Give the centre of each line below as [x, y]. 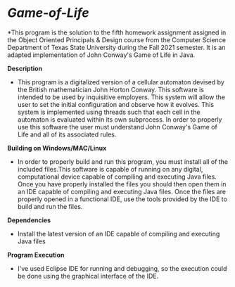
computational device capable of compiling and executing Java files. [117, 177]
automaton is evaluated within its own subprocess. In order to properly [120, 119]
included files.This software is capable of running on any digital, [110, 169]
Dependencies [29, 220]
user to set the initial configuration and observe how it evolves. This [116, 104]
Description [25, 68]
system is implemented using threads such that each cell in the [109, 112]
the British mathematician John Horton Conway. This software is [110, 89]
